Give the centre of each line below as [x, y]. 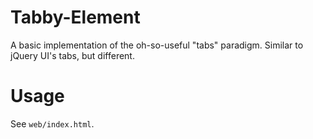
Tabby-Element [75, 17]
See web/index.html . [52, 123]
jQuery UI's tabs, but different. [72, 55]
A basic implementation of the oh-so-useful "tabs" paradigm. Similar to [157, 45]
